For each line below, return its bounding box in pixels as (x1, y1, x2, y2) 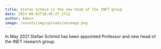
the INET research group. (5, 39, 56, 45)
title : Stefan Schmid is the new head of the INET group (5, 7, 123, 12)
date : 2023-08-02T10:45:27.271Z (5, 12, 70, 16)
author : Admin (5, 16, 34, 21)
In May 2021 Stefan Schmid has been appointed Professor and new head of (5, 34, 156, 39)
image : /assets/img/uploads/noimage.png (5, 20, 88, 25)
